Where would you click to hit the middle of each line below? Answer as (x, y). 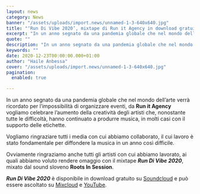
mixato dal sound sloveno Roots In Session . (60, 167)
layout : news (22, 12)
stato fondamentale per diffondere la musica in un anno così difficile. (90, 143)
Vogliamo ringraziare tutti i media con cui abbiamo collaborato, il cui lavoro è (100, 136)
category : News (25, 17)
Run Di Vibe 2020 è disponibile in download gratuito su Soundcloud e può (97, 179)
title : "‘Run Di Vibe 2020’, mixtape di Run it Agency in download (92, 28)
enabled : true (29, 78)
